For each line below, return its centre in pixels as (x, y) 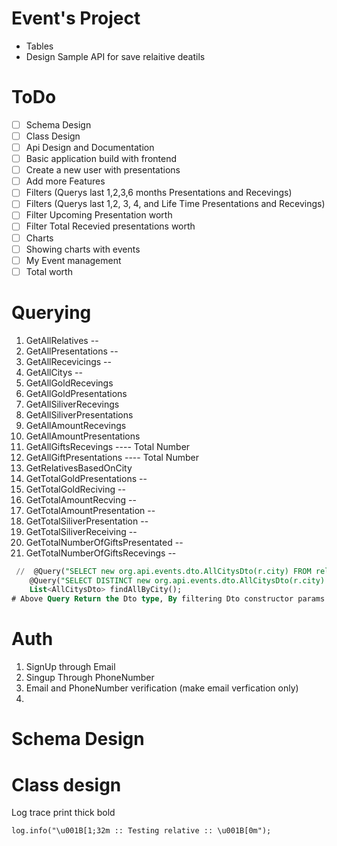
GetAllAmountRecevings (76, 425)
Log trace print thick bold (63, 813)
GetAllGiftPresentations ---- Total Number (112, 457)
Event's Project (76, 18)
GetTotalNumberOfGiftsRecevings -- (101, 553)
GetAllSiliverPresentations (79, 414)
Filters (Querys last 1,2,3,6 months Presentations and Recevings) (159, 193)
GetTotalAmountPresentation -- (90, 510)
